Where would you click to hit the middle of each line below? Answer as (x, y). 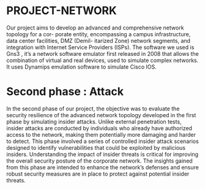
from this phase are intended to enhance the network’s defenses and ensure (102, 167)
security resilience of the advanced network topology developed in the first (101, 115)
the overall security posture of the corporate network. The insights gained (99, 161)
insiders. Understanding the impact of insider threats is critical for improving (102, 154)
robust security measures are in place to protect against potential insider (98, 174)
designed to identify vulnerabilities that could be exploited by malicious (96, 147)
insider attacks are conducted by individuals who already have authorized (99, 128)
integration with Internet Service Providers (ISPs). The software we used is (100, 47)
